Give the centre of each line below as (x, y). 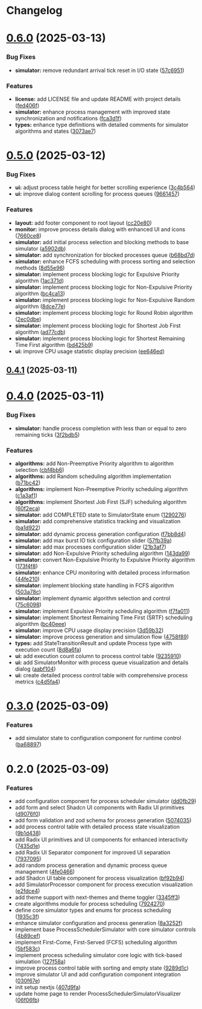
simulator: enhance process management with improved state (93, 112)
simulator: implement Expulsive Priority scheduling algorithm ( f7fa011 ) (102, 611)
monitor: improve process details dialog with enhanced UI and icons (100, 229)
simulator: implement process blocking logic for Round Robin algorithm (104, 312)
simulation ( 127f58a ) (40, 961)
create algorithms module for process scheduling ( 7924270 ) (90, 903)
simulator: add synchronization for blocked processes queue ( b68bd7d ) (105, 255)
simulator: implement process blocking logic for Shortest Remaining (100, 338)
